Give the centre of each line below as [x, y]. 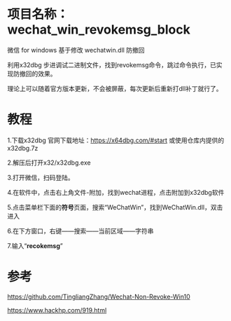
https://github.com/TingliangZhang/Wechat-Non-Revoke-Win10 [99, 296]
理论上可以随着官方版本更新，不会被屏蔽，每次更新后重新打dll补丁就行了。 [115, 88]
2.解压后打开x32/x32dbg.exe [49, 163]
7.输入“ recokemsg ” [35, 245]
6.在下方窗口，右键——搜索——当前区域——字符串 [80, 231]
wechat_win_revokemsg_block [99, 30]
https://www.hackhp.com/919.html [57, 310]
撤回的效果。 [38, 74]
